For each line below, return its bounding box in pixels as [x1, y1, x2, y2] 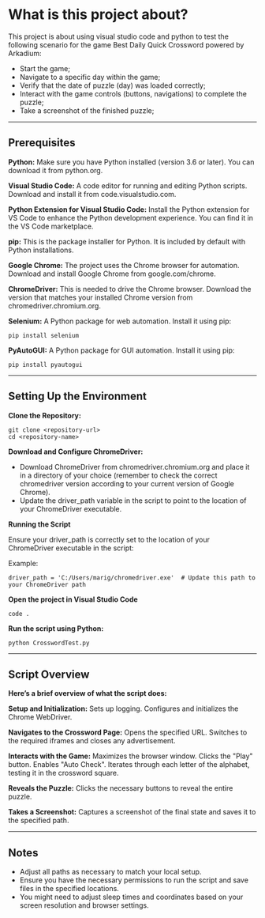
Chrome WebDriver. [8, 712, 73, 722]
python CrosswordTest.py [8, 639, 90, 647]
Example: [8, 558, 39, 568]
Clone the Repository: [8, 410, 81, 420]
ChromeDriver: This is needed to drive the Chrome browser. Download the [8, 284, 252, 293]
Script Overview [8, 667, 90, 681]
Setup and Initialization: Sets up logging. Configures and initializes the [8, 704, 239, 713]
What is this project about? [8, 6, 188, 24]
